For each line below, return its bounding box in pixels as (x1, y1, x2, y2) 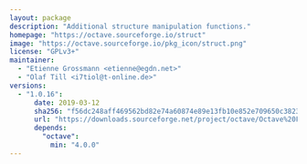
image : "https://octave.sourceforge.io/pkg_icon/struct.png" (9, 38, 248, 48)
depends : (33, 124, 68, 133)
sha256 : (33, 107, 64, 116)
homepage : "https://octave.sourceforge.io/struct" (9, 30, 206, 39)
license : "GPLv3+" (9, 47, 79, 56)
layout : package (9, 13, 71, 23)
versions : (9, 81, 48, 90)
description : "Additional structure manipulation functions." (9, 22, 251, 31)
